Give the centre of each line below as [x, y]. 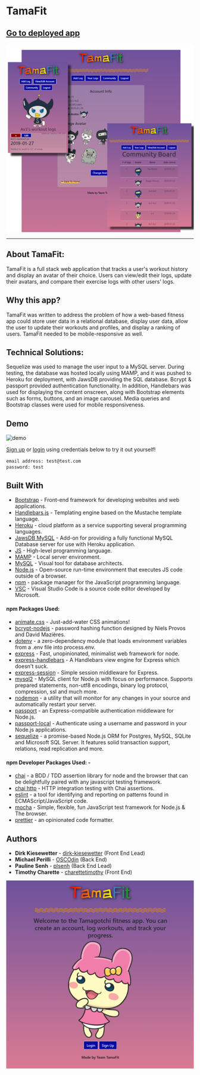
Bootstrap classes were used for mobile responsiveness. [76, 405]
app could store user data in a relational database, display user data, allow [97, 321]
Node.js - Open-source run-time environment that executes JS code [99, 570]
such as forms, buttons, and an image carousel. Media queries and [88, 399]
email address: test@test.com [44, 461]
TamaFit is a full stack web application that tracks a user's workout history [97, 269]
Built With [25, 486]
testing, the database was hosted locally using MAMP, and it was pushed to [99, 373]
